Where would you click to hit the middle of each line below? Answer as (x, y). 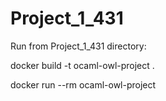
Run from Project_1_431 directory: (78, 46)
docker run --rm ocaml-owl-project (83, 84)
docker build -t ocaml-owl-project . (82, 65)
